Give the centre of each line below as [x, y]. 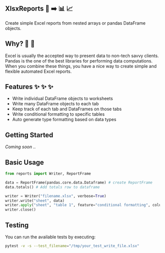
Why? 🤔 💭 [20, 44]
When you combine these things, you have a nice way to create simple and [81, 66]
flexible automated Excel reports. [39, 71]
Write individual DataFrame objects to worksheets [62, 98]
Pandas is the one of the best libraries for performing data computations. [79, 61]
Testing [17, 225]
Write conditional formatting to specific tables [58, 114]
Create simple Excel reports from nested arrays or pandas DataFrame [75, 23]
